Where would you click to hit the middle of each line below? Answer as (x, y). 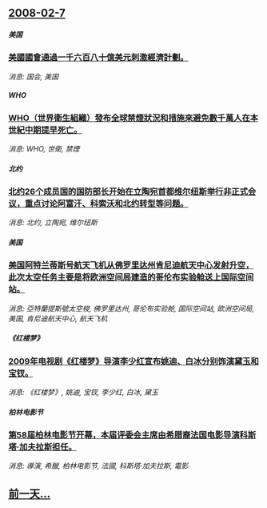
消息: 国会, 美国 (33, 76)
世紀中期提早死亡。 (45, 130)
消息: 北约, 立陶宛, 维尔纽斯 (53, 223)
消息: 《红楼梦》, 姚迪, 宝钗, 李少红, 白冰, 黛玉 (83, 393)
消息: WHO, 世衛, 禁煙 (44, 149)
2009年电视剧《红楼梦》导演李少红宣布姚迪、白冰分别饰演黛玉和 (134, 361)
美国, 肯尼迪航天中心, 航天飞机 (58, 318)
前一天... (30, 493)
